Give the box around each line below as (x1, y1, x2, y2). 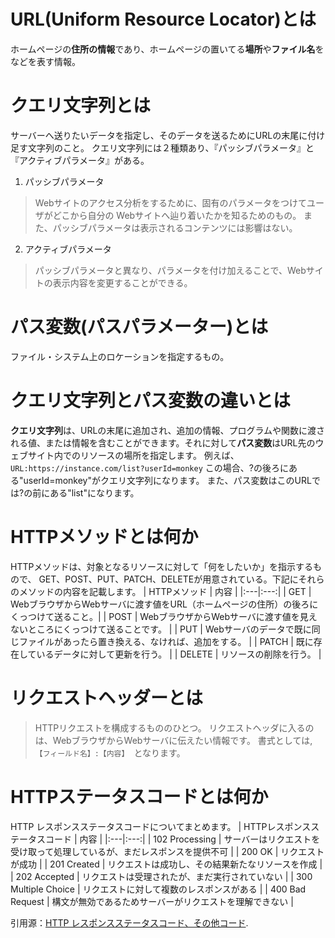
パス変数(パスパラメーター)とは (10, 316, 269, 339)
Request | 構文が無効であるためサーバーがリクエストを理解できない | (10, 895, 294, 907)
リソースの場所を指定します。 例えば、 (79, 449, 240, 461)
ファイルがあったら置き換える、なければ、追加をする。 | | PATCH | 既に (18, 635, 314, 647)
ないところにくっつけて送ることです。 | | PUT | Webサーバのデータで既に (10, 623, 312, 635)
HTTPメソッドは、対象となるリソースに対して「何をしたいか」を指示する (10, 560, 313, 572)
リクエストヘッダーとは (10, 686, 204, 709)
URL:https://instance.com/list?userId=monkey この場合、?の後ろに (10, 461, 289, 474)
